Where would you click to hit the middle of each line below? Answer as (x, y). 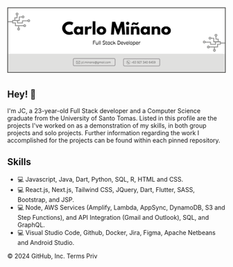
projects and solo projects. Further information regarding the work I (103, 133)
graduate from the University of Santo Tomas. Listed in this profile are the (112, 119)
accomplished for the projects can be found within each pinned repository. (114, 140)
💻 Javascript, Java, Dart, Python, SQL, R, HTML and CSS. (100, 179)
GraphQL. (31, 225)
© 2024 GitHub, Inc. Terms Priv (52, 256)
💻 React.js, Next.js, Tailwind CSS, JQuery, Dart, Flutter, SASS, (106, 189)
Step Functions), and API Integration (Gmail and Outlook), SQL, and (113, 217)
